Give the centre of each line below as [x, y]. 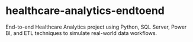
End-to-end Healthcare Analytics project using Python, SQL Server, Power [96, 27]
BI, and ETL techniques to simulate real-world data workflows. [81, 33]
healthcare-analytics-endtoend [85, 11]
